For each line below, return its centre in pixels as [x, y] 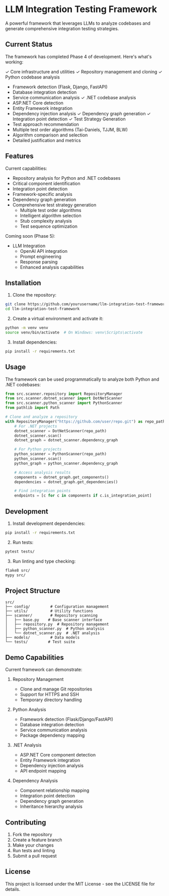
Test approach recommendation [46, 124]
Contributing [26, 822]
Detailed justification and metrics [47, 140]
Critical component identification [46, 183]
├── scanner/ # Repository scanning [52, 615]
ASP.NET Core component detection [58, 755]
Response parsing [39, 262]
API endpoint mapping [43, 771]
